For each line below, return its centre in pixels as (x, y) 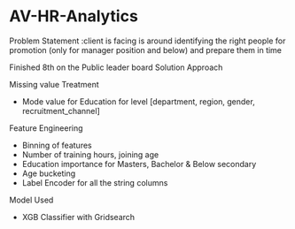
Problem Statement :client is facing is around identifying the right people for (147, 41)
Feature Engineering (46, 128)
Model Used (31, 200)
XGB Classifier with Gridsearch (78, 217)
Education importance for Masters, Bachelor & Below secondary (139, 164)
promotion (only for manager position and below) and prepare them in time (145, 50)
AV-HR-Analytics (74, 16)
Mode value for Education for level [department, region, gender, (138, 101)
